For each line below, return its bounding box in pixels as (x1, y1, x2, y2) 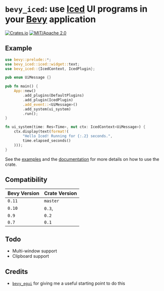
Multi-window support (12, 248, 57, 254)
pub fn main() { (5, 84, 38, 89)
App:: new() (14, 89, 36, 93)
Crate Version (44, 190, 77, 197)
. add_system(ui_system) (23, 107, 71, 112)
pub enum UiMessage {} (5, 75, 51, 80)
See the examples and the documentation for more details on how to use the (5, 156, 160, 162)
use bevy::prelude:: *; (5, 57, 51, 62)
